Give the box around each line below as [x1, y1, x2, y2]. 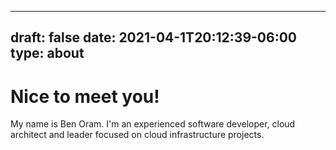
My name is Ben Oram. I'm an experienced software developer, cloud [10, 118, 296, 130]
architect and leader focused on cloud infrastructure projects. [10, 129, 265, 141]
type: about [10, 45, 85, 62]
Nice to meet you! [10, 85, 160, 108]
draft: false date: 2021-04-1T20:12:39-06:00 [10, 29, 297, 46]
